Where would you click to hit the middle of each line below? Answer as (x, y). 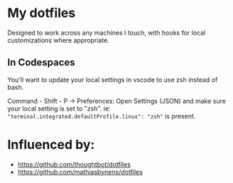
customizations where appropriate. (59, 40)
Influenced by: (51, 144)
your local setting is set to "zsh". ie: (59, 109)
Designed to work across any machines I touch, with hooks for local (107, 33)
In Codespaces (42, 63)
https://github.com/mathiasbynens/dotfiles (80, 172)
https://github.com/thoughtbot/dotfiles (74, 164)
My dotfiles (42, 13)
